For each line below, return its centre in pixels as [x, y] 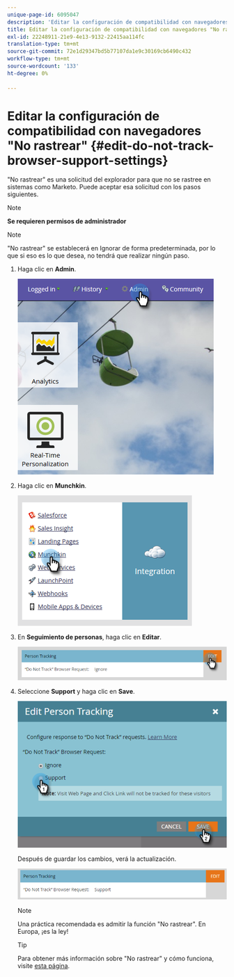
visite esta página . [44, 966]
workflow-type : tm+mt [39, 59]
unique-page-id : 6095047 [43, 15]
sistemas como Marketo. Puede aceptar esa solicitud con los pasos [104, 187]
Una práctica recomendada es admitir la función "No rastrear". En [111, 924]
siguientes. [23, 194]
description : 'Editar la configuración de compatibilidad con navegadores [118, 22]
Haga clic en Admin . [47, 269]
